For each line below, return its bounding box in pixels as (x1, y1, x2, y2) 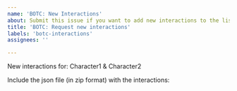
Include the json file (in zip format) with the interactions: (7, 75, 170, 85)
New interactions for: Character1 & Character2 (7, 62, 142, 71)
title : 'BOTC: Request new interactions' (7, 23, 131, 30)
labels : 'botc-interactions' (7, 30, 93, 37)
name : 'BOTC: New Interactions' (7, 10, 102, 18)
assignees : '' (7, 37, 49, 44)
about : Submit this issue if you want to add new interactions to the (7, 17, 219, 24)
